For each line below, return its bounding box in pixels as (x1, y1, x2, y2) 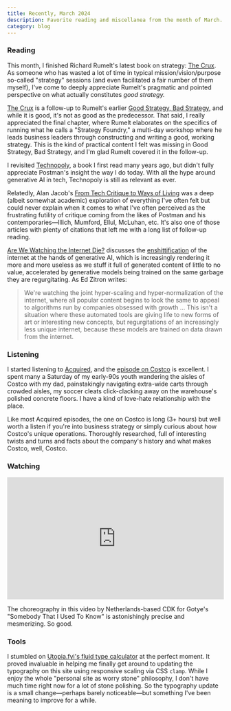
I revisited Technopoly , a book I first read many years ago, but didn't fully (7, 161, 214, 169)
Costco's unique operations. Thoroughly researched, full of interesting (7, 429, 207, 437)
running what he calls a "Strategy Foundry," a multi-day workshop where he (7, 125, 222, 134)
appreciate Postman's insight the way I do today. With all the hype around (7, 168, 216, 176)
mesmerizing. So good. (7, 620, 74, 628)
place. (7, 402, 25, 410)
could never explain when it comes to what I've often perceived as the (7, 204, 206, 212)
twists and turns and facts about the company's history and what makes (7, 437, 212, 445)
